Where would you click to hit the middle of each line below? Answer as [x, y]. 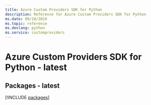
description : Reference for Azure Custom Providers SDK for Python [76, 14]
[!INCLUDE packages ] [27, 97]
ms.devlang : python [25, 28]
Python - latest [36, 68]
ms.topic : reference [26, 23]
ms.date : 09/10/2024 [26, 19]
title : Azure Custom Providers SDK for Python [54, 10]
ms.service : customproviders [35, 33]
